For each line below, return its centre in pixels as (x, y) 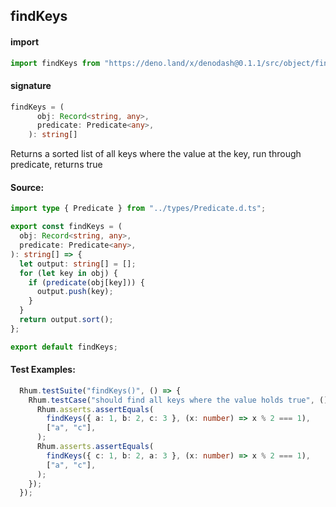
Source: (27, 187)
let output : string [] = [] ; (78, 264)
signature (31, 86)
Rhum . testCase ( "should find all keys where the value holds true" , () (178, 400)
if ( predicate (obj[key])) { (86, 282)
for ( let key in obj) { (68, 273)
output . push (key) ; (75, 292)
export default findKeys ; (64, 347)
